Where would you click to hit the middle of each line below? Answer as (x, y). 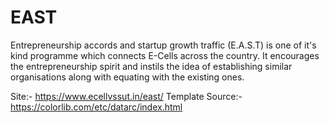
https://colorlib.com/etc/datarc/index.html (96, 107)
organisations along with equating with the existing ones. (127, 77)
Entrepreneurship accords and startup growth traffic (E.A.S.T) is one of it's (163, 45)
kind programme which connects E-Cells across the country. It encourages (165, 55)
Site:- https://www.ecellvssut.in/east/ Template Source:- (126, 96)
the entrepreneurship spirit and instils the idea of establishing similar (151, 66)
